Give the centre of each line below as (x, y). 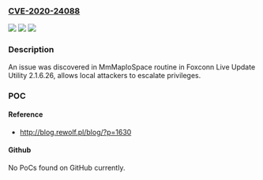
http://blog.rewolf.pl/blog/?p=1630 (75, 132)
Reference (26, 114)
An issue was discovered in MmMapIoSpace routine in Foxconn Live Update (132, 67)
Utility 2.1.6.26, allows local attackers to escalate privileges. (105, 75)
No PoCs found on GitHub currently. (67, 167)
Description (31, 50)
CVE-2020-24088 (44, 11)
